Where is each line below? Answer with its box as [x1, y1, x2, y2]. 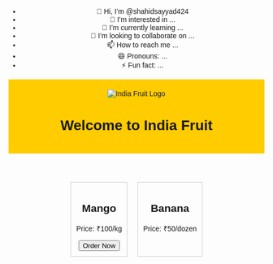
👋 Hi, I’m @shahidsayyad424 [96, 7, 189, 15]
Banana [149, 202, 189, 214]
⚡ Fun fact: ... [121, 61, 164, 70]
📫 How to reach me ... [106, 41, 179, 50]
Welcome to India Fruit [60, 117, 213, 134]
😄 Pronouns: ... [117, 52, 168, 60]
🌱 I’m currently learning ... [101, 24, 184, 32]
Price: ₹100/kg [76, 223, 123, 233]
